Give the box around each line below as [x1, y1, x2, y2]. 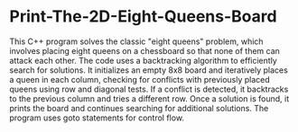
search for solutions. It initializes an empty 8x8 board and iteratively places [9, 65, 289, 75]
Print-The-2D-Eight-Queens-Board [9, 6, 277, 27]
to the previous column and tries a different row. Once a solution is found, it [9, 92, 290, 104]
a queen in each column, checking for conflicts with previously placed [9, 74, 271, 84]
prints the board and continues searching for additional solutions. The [9, 102, 269, 113]
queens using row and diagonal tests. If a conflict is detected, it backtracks [9, 84, 289, 94]
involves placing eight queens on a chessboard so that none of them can [9, 45, 280, 56]
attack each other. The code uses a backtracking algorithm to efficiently [9, 55, 277, 66]
